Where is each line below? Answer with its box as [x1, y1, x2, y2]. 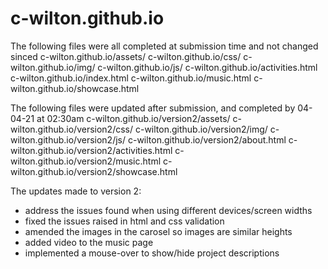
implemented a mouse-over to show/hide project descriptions [24, 247, 280, 259]
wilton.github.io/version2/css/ [10, 123, 134, 135]
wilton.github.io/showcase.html [10, 82, 140, 94]
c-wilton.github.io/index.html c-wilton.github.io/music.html [10, 72, 252, 84]
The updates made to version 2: [10, 185, 142, 197]
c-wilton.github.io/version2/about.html [127, 133, 287, 146]
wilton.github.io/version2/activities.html [10, 144, 173, 156]
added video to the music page [24, 236, 154, 248]
